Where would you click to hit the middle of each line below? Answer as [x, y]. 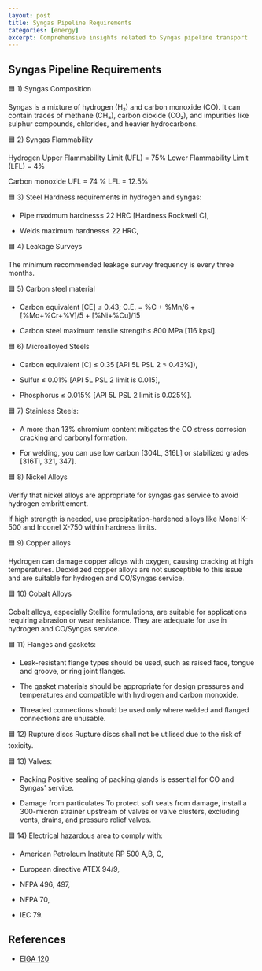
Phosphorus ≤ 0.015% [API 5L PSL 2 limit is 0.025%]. [105, 396]
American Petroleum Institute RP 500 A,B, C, [91, 854]
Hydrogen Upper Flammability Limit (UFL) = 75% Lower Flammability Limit [128, 158]
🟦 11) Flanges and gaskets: [52, 645]
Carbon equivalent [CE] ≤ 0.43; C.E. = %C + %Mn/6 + [107, 307]
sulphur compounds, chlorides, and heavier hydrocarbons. [103, 124]
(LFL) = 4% [27, 166]
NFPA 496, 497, [45, 884]
